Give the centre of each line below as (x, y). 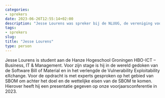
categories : (17, 10)
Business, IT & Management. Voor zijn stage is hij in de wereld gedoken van (82, 65)
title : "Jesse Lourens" (29, 42)
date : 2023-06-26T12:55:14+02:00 (39, 19)
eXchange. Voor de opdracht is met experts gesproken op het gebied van (79, 75)
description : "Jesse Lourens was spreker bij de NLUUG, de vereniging (79, 23)
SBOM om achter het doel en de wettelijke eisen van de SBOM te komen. (79, 81)
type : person (18, 46)
